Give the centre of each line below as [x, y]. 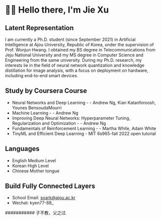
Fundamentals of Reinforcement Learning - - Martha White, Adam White [84, 128]
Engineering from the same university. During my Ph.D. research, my [73, 60]
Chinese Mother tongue [36, 171]
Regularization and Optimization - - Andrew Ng [59, 123]
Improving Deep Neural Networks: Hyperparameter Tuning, [71, 118]
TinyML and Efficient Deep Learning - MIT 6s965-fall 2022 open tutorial [84, 134]
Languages [22, 149]
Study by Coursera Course [46, 91]
